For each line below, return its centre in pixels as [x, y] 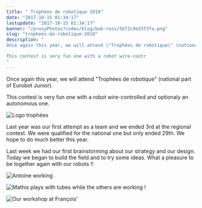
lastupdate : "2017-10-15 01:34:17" [51, 23]
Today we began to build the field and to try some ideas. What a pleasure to [100, 158]
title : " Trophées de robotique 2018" [55, 12]
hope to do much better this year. [47, 139]
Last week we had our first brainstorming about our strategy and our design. [101, 151]
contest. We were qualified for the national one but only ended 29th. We [96, 133]
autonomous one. [28, 103]
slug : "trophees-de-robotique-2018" [52, 34]
